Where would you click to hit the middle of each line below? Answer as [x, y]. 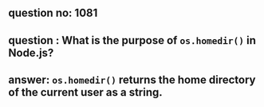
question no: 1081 [53, 13]
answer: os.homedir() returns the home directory [132, 80]
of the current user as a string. [86, 92]
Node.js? [31, 52]
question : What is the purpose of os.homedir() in [132, 40]
